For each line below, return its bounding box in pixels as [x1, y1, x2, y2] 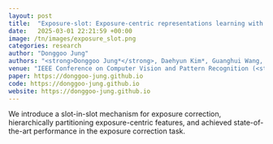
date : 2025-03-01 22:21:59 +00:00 [8, 27, 132, 35]
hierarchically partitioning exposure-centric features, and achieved [8, 118, 232, 128]
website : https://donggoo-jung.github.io [8, 87, 151, 95]
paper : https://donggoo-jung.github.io [8, 72, 144, 80]
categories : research [8, 42, 82, 50]
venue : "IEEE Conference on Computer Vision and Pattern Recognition [8, 65, 249, 73]
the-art [8, 126, 32, 136]
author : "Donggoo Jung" [8, 49, 89, 57]
